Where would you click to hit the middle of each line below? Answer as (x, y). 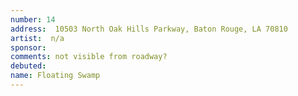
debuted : (28, 66)
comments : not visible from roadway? (89, 57)
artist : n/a (37, 38)
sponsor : (28, 47)
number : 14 (33, 19)
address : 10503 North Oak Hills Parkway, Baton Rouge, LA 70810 (149, 29)
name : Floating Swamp (55, 76)
